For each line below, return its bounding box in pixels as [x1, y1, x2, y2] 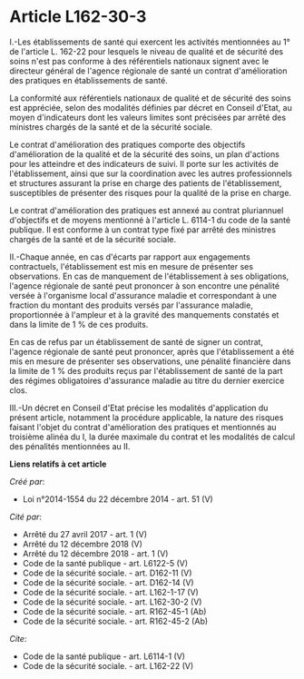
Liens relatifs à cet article [9, 458, 107, 469]
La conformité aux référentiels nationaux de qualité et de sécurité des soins [9, 93, 292, 103]
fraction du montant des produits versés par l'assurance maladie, [9, 300, 254, 310]
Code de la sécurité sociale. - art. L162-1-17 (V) [22, 586, 200, 597]
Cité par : [9, 511, 43, 522]
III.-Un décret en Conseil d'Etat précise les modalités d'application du [9, 402, 269, 413]
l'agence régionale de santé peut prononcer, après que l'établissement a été [9, 346, 295, 357]
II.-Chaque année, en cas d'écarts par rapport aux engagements [9, 251, 251, 262]
